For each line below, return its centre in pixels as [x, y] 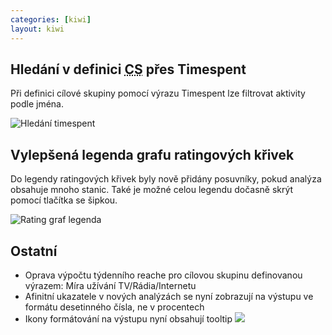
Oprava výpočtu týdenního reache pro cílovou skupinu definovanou [163, 275]
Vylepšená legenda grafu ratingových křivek [152, 154]
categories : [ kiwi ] [51, 19]
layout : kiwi [37, 29]
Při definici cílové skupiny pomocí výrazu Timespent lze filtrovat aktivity [158, 93]
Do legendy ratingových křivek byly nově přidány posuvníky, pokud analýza [166, 179]
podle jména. [37, 104]
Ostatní [34, 251]
